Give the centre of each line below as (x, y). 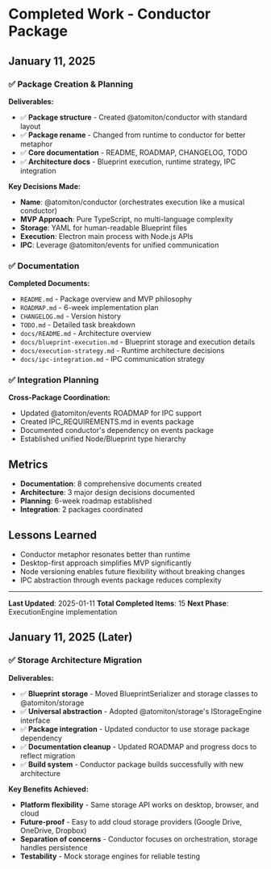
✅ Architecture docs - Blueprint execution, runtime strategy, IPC (128, 162)
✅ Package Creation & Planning (71, 84)
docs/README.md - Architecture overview (85, 334)
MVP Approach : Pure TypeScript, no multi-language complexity (127, 219)
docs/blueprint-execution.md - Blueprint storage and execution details (138, 342)
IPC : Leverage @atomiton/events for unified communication (119, 245)
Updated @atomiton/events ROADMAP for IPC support (110, 414)
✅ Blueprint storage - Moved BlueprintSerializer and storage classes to (139, 693)
